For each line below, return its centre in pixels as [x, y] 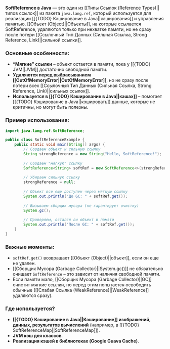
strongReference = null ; [50, 182]
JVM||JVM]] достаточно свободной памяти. [60, 70]
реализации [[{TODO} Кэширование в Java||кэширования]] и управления [84, 18]
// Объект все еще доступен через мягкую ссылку [76, 192]
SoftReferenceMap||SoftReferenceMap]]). [56, 330]
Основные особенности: [37, 53]
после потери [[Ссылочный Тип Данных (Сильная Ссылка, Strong [76, 35]
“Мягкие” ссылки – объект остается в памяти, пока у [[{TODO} [81, 64]
